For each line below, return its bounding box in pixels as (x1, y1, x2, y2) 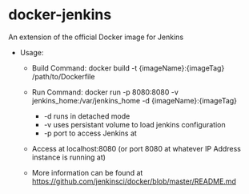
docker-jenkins (8, 6, 112, 24)
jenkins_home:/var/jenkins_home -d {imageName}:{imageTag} (31, 95, 238, 105)
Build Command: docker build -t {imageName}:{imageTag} (31, 63, 225, 73)
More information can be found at (31, 168, 143, 177)
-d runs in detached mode (43, 111, 131, 121)
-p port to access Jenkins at (43, 128, 138, 138)
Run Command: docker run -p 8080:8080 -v (31, 87, 179, 97)
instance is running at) (31, 152, 106, 162)
